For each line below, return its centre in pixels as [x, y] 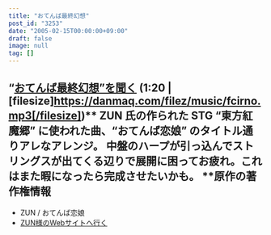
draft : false [30, 38]
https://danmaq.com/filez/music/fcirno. [157, 101]
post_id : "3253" [36, 23]
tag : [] [21, 53]
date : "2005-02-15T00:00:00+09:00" [68, 31]
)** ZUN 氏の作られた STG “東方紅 [167, 116]
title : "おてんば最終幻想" [49, 16]
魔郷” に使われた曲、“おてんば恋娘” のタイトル [125, 131]
